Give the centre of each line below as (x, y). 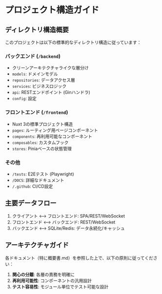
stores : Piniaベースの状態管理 (42, 148)
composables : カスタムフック (40, 142)
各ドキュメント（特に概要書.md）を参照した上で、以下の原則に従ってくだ (79, 258)
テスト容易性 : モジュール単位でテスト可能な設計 (60, 287)
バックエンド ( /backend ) (33, 56)
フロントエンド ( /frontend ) (37, 112)
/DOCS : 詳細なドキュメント (38, 180)
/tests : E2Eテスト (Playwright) (43, 174)
